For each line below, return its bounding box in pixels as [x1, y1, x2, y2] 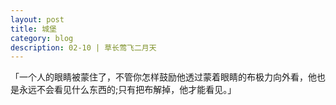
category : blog [10, 33, 74, 43]
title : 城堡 [10, 24, 57, 34]
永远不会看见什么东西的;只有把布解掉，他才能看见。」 [18, 84, 237, 96]
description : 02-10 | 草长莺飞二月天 [10, 42, 157, 53]
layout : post [10, 14, 65, 25]
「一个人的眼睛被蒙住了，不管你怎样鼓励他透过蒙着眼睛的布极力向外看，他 [10, 71, 317, 83]
